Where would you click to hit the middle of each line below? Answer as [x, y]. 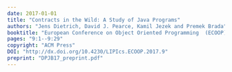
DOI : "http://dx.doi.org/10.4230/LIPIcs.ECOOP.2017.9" [88, 52]
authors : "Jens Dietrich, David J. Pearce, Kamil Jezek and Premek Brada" [117, 26]
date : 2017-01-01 [32, 13]
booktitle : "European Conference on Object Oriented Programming [103, 33]
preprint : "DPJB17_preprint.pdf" [55, 58]
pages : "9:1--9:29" [35, 39]
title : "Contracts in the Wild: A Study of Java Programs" [94, 20]
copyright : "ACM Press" [41, 45]
